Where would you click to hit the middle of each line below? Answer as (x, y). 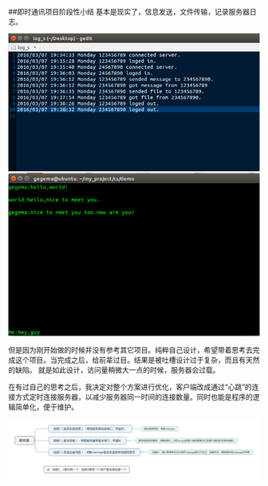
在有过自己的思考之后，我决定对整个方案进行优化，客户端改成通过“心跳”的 (130, 387)
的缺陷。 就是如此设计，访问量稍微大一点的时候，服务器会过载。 (114, 369)
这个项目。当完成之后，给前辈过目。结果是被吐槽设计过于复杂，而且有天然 (137, 360)
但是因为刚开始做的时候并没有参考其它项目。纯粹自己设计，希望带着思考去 (130, 349)
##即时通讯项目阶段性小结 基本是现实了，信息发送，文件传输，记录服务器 (129, 12)
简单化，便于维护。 (46, 407)
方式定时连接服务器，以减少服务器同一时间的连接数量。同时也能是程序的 (134, 396)
